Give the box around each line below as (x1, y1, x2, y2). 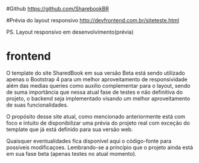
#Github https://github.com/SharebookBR (6, 5, 109, 12)
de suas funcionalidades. (6, 101, 69, 108)
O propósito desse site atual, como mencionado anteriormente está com (6, 112, 185, 120)
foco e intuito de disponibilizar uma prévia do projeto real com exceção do (6, 119, 191, 126)
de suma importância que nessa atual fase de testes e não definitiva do (6, 88, 183, 96)
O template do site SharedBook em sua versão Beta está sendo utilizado (6, 69, 185, 76)
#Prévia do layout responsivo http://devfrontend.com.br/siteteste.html (6, 17, 179, 23)
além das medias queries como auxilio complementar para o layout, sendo (6, 82, 191, 89)
